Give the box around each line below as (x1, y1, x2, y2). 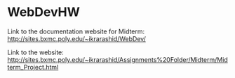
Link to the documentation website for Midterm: (7, 27, 145, 36)
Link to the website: (7, 48, 65, 56)
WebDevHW (7, 4, 81, 20)
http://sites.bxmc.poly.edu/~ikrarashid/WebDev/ (7, 34, 146, 42)
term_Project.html (7, 63, 59, 71)
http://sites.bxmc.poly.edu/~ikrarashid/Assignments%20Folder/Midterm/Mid (7, 55, 228, 63)
